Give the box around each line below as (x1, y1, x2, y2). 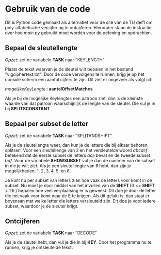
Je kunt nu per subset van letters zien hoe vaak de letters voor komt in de (5, 177, 152, 183)
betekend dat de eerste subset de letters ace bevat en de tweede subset (5, 152, 150, 158)
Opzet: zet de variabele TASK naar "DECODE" (5, 230, 97, 236)
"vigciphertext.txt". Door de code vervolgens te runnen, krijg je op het (5, 71, 145, 77)
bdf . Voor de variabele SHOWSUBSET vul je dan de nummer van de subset (5, 157, 155, 163)
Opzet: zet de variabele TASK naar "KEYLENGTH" (5, 57, 105, 63)
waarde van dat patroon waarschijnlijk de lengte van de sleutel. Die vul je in (5, 101, 156, 106)
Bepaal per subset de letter (5, 120, 89, 128)
